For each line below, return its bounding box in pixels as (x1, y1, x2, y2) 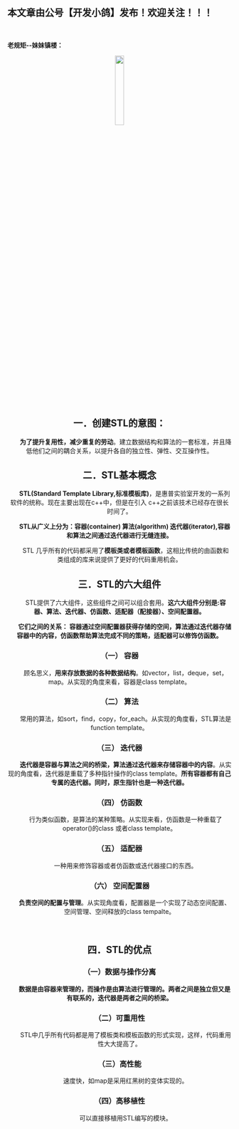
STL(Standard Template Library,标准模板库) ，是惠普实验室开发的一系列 (18, 489, 230, 498)
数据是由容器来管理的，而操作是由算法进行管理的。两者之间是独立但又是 (18, 984, 231, 993)
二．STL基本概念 (83, 469, 156, 482)
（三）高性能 (97, 1058, 142, 1068)
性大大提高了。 (97, 1039, 142, 1049)
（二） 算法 (100, 697, 139, 707)
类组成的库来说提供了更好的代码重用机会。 (57, 555, 182, 564)
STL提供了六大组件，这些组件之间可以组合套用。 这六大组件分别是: (25, 598, 221, 607)
